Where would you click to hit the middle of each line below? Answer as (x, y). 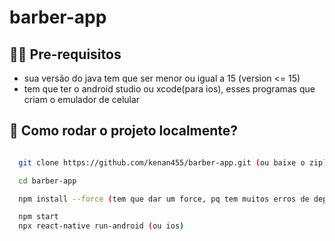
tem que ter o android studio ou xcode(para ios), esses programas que (169, 89)
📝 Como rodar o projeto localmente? (124, 131)
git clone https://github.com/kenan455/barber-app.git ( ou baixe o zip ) (173, 162)
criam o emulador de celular (82, 99)
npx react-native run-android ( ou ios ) (101, 226)
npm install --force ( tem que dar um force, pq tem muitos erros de (164, 199)
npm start (38, 217)
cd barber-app (47, 181)
